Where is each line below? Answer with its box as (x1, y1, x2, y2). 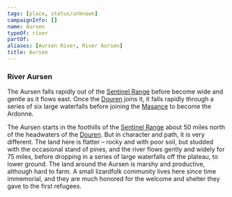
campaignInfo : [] (7, 17, 58, 24)
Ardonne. (7, 110, 34, 118)
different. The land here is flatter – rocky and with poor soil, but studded (7, 138, 214, 146)
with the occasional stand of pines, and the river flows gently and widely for (7, 145, 225, 153)
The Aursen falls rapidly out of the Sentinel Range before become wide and (7, 87, 224, 96)
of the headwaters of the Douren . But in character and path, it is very (7, 130, 206, 139)
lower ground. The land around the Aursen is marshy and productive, (7, 160, 206, 169)
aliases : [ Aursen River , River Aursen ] (7, 42, 123, 49)
